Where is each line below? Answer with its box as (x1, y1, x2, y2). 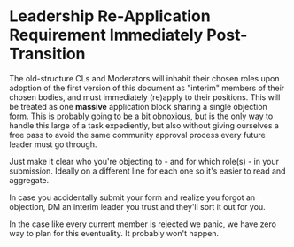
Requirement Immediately (9, 25, 204, 45)
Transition (9, 44, 86, 64)
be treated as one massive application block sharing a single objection (9, 101, 267, 112)
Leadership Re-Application (9, 6, 211, 27)
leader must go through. (9, 139, 97, 150)
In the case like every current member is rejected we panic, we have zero (9, 219, 277, 229)
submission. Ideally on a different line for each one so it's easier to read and (9, 166, 286, 176)
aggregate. (9, 174, 50, 185)
